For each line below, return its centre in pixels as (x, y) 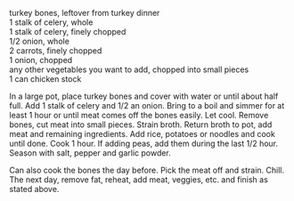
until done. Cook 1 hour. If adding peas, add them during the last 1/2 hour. (144, 143)
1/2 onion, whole (39, 41)
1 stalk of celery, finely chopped (68, 32)
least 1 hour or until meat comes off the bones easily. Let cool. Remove (139, 115)
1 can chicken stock (45, 79)
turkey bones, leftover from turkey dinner (85, 13)
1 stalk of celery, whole (51, 22)
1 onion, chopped (41, 60)
